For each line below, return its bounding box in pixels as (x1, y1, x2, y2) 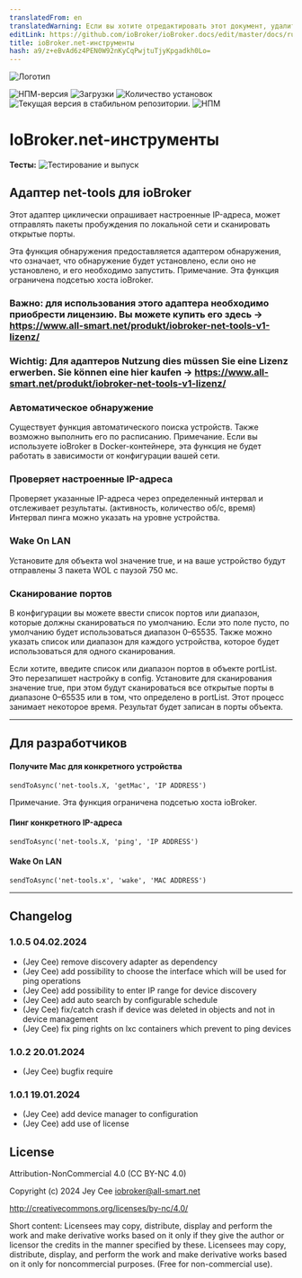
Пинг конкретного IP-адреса (9, 817, 123, 828)
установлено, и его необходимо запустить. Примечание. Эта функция (9, 264, 280, 275)
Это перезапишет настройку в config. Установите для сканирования (9, 672, 272, 683)
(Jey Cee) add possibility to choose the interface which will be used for (22, 965, 287, 976)
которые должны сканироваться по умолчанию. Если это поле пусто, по (9, 617, 289, 627)
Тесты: (9, 159, 38, 171)
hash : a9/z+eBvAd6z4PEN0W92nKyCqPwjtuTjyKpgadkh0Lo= (9, 47, 211, 56)
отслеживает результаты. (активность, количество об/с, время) (9, 502, 256, 513)
